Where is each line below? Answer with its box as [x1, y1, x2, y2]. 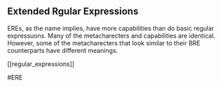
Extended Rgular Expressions [7, 6, 139, 17]
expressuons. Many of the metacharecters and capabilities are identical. [7, 31, 216, 40]
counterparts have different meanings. [7, 46, 118, 54]
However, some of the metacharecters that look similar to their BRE [7, 38, 201, 47]
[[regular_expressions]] [7, 59, 75, 68]
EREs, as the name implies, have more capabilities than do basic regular [7, 24, 215, 32]
